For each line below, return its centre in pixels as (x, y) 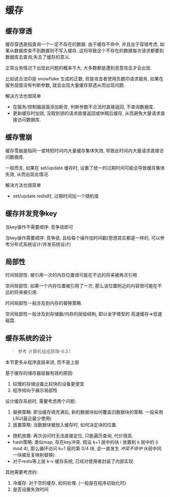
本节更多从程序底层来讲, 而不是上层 (42, 362)
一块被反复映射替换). (34, 455)
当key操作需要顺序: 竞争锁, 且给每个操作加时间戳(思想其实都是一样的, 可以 (83, 238)
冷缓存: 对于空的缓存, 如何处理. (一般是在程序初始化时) (69, 483)
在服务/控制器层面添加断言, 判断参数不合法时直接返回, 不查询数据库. (83, 107)
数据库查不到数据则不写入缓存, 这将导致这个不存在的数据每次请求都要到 (89, 51)
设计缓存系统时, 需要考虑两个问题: (41, 401)
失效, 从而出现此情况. (27, 174)
